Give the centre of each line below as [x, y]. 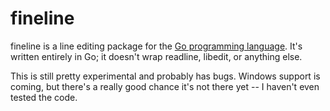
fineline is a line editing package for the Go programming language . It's [156, 46]
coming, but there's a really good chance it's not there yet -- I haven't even [165, 86]
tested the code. [44, 97]
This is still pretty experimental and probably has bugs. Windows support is [165, 76]
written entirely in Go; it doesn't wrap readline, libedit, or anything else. [156, 56]
